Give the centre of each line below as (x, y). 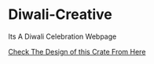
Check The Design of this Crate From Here (77, 51)
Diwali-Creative (60, 15)
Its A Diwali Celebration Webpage (62, 36)
